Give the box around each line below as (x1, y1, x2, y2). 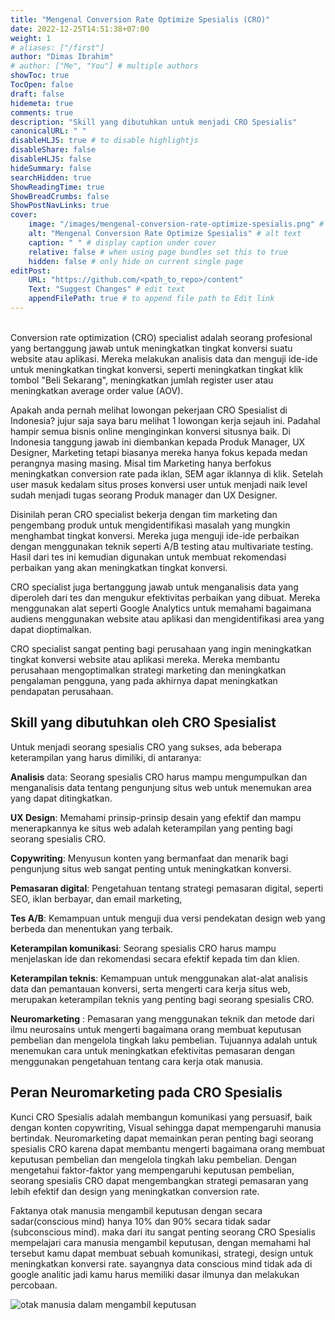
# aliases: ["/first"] (10, 42, 105, 53)
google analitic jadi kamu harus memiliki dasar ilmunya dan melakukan (10, 1268, 300, 1280)
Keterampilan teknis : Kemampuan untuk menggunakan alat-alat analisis (10, 972, 308, 984)
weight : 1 (10, 33, 52, 43)
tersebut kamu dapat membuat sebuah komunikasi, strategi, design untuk (10, 1247, 314, 1259)
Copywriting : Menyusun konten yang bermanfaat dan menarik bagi (10, 852, 289, 864)
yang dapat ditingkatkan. (10, 792, 113, 804)
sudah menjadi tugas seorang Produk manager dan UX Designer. (10, 489, 278, 501)
